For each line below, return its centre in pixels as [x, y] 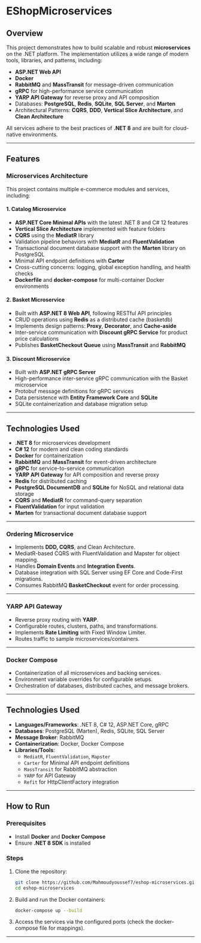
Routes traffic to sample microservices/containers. [77, 638]
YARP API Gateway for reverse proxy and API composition [87, 97]
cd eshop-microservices [45, 888]
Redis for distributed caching [51, 481]
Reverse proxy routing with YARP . [57, 619]
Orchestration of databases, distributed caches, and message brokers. [102, 686]
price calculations [37, 339]
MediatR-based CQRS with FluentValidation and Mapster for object [97, 553]
